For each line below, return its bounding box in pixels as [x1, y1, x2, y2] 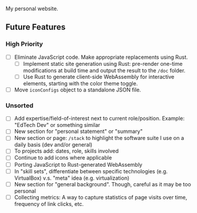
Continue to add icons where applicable [14, 154, 112, 161]
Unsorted [5, 101, 34, 109]
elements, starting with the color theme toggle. [23, 80, 138, 87]
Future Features [5, 22, 66, 32]
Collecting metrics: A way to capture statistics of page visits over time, [14, 193, 187, 201]
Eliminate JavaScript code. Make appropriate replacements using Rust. [14, 53, 188, 61]
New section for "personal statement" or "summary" [14, 128, 143, 135]
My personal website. [5, 5, 59, 12]
